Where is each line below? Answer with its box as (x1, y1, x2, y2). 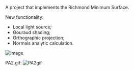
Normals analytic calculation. (12, 40, 74, 46)
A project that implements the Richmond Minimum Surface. (5, 5, 129, 10)
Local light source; (12, 24, 52, 30)
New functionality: (5, 14, 44, 20)
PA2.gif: (5, 60, 22, 65)
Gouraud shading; (12, 29, 51, 35)
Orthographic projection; (12, 35, 65, 41)
